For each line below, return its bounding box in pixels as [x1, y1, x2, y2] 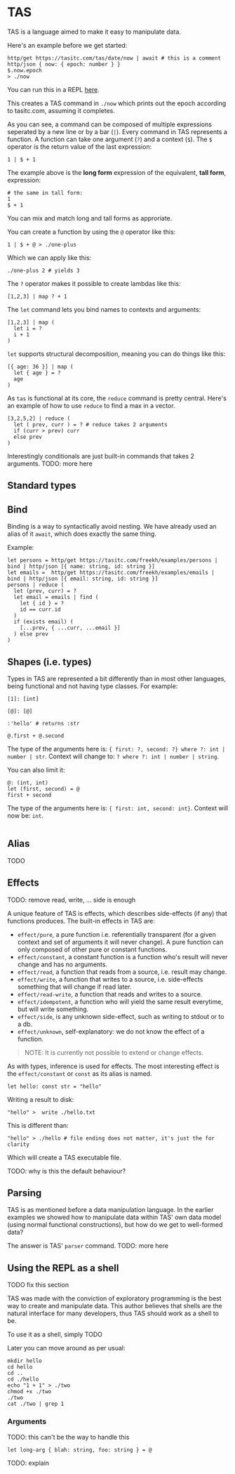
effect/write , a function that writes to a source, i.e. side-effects [17, 975, 203, 983]
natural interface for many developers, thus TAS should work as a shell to [7, 1309, 220, 1317]
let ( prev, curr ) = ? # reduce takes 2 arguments [13, 421, 168, 428]
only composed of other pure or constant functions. [17, 945, 168, 954]
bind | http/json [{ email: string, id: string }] [7, 575, 159, 583]
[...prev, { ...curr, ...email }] [20, 624, 121, 632]
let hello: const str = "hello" [7, 1083, 102, 1090]
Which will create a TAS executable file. [7, 1153, 121, 1162]
